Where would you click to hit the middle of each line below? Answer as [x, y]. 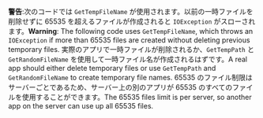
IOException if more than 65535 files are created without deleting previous [129, 40]
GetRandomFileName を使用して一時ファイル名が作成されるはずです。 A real [128, 59]
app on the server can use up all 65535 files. [81, 106]
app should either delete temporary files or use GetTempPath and [112, 68]
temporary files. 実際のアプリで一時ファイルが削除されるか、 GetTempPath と [131, 49]
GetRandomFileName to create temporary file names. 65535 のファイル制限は [130, 77]
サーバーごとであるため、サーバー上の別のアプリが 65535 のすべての [120, 87]
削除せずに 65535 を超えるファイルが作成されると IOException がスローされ [132, 21]
